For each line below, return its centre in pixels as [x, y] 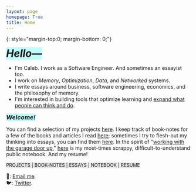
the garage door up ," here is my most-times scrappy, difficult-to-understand [98, 148]
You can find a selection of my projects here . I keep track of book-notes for [97, 129]
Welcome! [21, 117]
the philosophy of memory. [47, 93]
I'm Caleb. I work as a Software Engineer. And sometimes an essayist [98, 68]
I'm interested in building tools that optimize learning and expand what [99, 99]
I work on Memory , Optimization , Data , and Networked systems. [92, 80]
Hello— [24, 54]
